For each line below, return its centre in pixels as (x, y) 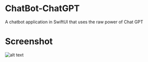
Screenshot (29, 41)
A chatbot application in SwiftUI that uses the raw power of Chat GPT (74, 22)
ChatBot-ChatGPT (42, 8)
